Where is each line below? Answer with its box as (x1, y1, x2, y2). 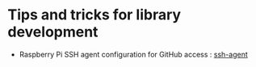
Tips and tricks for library (7, 6, 182, 24)
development (7, 23, 99, 41)
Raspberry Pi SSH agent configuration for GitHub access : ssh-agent (19, 49, 248, 59)
